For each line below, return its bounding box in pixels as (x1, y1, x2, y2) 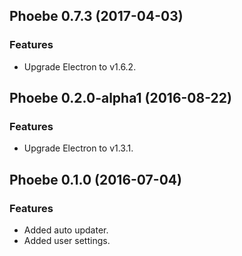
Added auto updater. (23, 224, 109, 236)
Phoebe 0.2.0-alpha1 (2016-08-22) (9, 90, 232, 107)
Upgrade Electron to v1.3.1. (23, 142, 134, 154)
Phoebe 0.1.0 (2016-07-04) (9, 171, 182, 188)
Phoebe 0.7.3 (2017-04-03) (9, 8, 184, 25)
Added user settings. (23, 235, 111, 247)
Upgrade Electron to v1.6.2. (23, 60, 137, 73)
